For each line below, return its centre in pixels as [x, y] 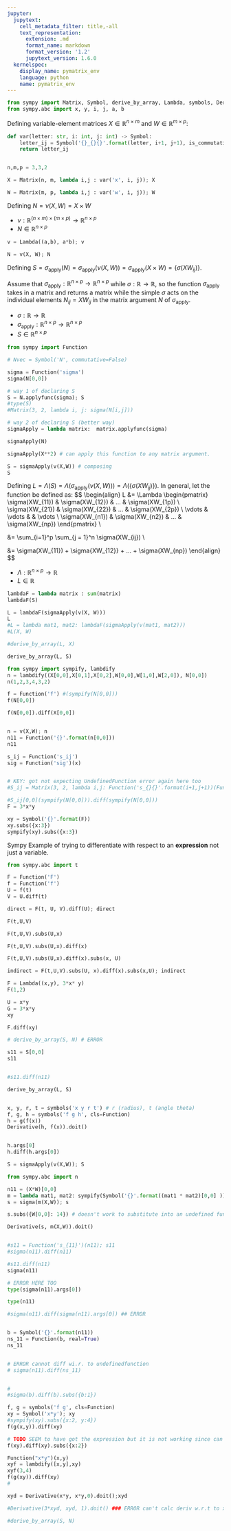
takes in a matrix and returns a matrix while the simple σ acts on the [103, 292]
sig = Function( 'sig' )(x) [44, 763]
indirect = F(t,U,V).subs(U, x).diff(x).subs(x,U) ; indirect [97, 971]
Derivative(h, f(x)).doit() [47, 1127]
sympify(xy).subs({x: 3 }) [43, 832]
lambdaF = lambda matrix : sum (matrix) [64, 593]
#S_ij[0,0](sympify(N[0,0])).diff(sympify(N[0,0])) [82, 800]
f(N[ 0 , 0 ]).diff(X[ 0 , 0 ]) [41, 713]
